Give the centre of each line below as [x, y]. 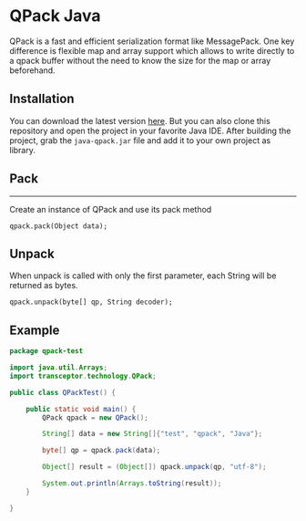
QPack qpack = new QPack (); [95, 417]
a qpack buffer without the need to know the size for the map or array [140, 60]
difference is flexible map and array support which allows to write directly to [152, 50]
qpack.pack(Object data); [58, 226]
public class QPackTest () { [63, 392]
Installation [42, 99]
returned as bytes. [44, 286]
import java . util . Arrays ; [58, 368]
